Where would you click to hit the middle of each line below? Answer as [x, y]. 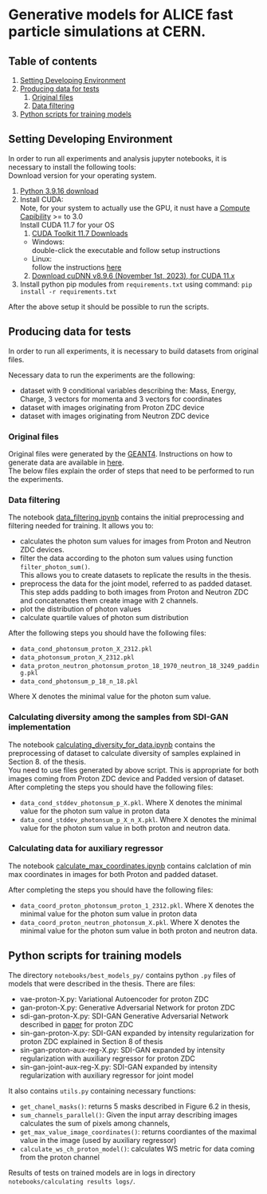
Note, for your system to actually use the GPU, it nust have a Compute [135, 208]
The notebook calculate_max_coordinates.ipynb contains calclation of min [130, 866]
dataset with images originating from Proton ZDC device [112, 407]
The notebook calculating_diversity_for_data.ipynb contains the [112, 745]
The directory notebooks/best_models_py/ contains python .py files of [122, 975]
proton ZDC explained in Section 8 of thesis [91, 1041]
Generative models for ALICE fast [121, 15]
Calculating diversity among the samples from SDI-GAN [118, 718]
